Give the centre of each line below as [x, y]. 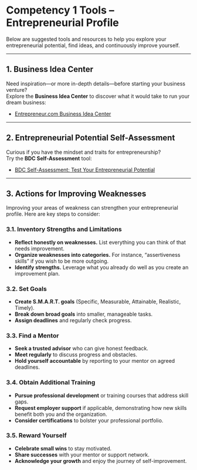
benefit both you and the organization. [61, 414]
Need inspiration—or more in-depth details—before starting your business [96, 84]
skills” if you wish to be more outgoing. [62, 261]
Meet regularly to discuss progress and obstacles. [76, 355]
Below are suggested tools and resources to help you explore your [86, 39]
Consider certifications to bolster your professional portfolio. [89, 420]
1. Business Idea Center [50, 69]
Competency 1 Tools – [60, 10]
